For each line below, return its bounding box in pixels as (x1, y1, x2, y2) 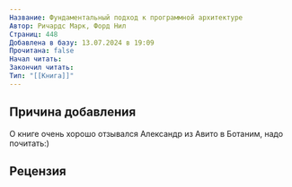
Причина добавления (9, 105, 137, 120)
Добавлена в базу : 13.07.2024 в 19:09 (9, 38, 155, 47)
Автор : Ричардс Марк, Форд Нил (9, 21, 127, 30)
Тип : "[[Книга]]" (9, 72, 75, 81)
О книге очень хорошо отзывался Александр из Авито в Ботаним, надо (9, 128, 284, 139)
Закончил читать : (9, 64, 75, 72)
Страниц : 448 (9, 30, 58, 38)
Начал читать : (9, 55, 63, 64)
